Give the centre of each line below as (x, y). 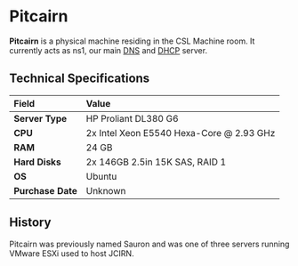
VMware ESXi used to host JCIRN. (72, 253)
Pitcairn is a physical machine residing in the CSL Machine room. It (132, 41)
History (30, 223)
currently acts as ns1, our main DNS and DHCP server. (108, 50)
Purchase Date (45, 190)
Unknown (106, 190)
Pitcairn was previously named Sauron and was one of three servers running (149, 244)
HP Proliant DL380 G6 (133, 118)
